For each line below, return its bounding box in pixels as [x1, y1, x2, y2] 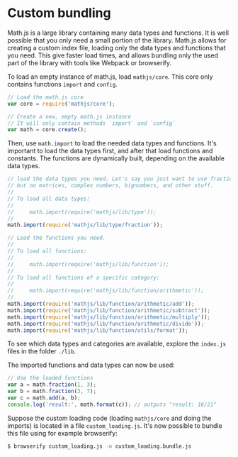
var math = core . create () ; [7, 126, 87, 133]
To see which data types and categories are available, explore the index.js [7, 339, 227, 348]
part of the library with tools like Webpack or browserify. [7, 58, 172, 67]
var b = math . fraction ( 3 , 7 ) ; [7, 388, 97, 395]
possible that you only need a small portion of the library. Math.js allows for [7, 35, 227, 44]
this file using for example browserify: [7, 429, 118, 437]
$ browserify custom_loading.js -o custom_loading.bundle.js [7, 442, 192, 450]
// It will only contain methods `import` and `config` [7, 119, 176, 127]
